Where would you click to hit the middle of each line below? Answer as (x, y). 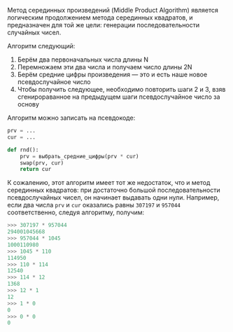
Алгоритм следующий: (41, 46)
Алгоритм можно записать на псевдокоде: (71, 118)
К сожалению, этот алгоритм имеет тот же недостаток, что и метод (109, 183)
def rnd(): (23, 150)
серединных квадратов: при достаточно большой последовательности (114, 190)
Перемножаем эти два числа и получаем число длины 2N (105, 67)
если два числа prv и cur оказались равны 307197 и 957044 (94, 205)
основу (28, 104)
